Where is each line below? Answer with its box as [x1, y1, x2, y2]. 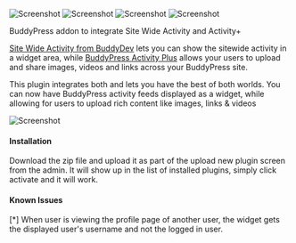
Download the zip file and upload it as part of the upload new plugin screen [9, 156, 286, 166]
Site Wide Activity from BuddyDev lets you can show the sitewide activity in [9, 43, 287, 53]
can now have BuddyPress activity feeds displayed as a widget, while [9, 89, 265, 99]
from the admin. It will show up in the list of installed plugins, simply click [9, 165, 277, 175]
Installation [9, 135, 52, 146]
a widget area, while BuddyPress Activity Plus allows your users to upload [9, 53, 281, 62]
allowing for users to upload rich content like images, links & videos [9, 98, 257, 109]
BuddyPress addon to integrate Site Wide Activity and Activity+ [9, 26, 242, 36]
